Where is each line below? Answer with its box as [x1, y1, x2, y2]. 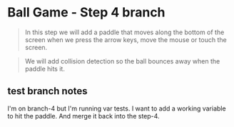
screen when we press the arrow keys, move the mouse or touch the [24, 35, 227, 44]
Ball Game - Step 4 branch [7, 4, 166, 21]
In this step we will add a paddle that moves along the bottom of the [24, 28, 225, 36]
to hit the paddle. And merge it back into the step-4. [7, 111, 160, 120]
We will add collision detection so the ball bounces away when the [24, 56, 220, 65]
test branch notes [7, 85, 88, 97]
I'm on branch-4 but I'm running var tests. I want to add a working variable [7, 104, 226, 113]
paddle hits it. [24, 64, 66, 73]
